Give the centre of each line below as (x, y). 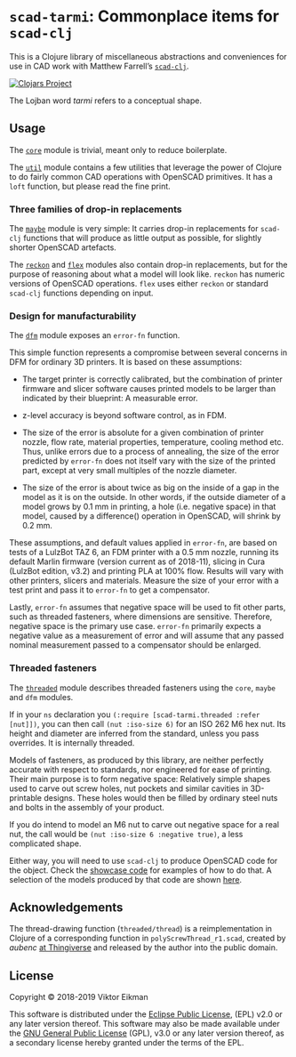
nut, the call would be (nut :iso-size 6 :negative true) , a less (126, 834)
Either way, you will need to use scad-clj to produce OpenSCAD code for (144, 860)
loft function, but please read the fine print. (90, 186)
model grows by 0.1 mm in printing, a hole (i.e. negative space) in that (149, 507)
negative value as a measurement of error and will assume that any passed (147, 636)
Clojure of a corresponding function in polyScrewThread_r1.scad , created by (148, 938)
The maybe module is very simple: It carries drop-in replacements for (134, 229)
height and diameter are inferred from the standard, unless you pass (134, 733)
